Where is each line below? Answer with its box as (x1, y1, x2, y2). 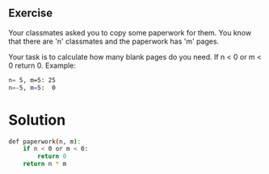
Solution (8, 110, 66, 129)
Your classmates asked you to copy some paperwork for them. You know (8, 27, 252, 37)
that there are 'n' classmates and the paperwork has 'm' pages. (8, 36, 220, 46)
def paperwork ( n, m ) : (8, 137, 82, 146)
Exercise (8, 6, 53, 20)
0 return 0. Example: (8, 60, 77, 70)
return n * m (23, 160, 67, 168)
